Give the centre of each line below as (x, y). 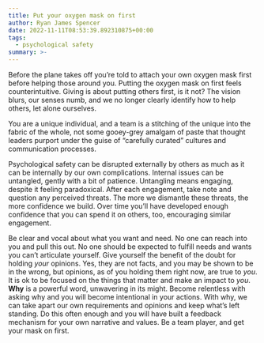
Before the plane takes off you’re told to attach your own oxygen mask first (130, 75)
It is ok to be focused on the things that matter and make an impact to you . (130, 280)
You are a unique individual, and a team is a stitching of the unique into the (130, 124)
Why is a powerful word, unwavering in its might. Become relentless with (127, 288)
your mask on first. (39, 330)
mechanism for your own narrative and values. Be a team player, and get (126, 322)
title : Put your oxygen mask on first (72, 15)
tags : (17, 38)
